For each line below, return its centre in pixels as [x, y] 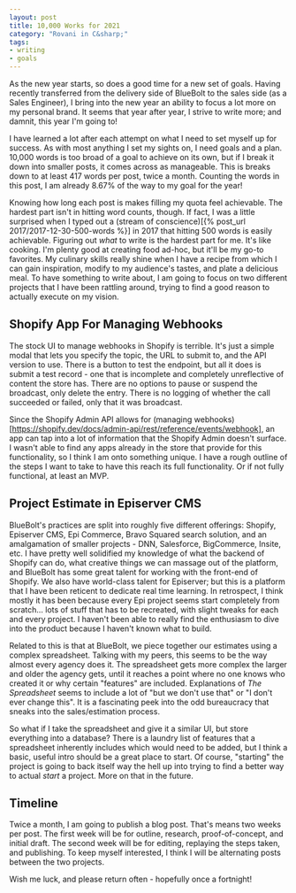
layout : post [33, 17]
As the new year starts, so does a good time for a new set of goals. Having [145, 84]
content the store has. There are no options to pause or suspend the [133, 383]
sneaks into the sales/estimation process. [85, 711]
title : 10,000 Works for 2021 [65, 26]
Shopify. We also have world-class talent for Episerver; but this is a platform [147, 581]
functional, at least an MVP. [59, 475]
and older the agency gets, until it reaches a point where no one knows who [147, 674]
